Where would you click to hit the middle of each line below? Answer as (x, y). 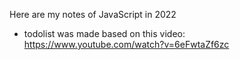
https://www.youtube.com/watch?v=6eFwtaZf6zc (126, 44)
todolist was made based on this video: (104, 33)
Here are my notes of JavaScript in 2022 (93, 14)
